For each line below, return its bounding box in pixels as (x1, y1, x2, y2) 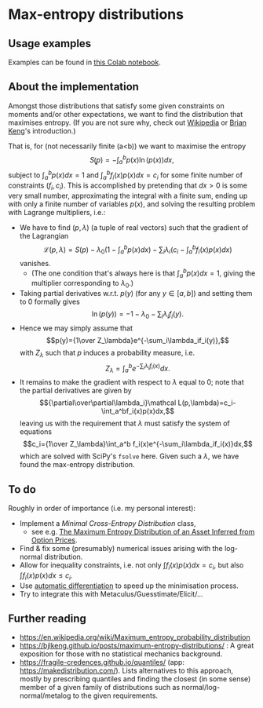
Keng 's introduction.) (8, 126, 76, 135)
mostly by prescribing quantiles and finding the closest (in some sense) (19, 674, 251, 684)
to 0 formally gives (19, 297, 80, 307)
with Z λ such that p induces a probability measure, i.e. (19, 348, 195, 359)
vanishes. (19, 258, 51, 268)
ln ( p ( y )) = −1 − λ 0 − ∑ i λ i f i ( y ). (91, 309, 184, 321)
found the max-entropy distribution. (19, 460, 135, 469)
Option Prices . (31, 535, 78, 545)
